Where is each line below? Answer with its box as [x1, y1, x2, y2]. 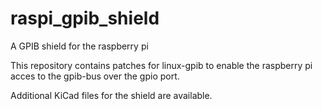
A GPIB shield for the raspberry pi [10, 40, 149, 52]
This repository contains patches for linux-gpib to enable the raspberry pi [10, 59, 313, 71]
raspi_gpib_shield [10, 7, 160, 30]
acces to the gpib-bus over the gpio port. [10, 70, 180, 82]
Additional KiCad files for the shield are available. [10, 89, 213, 101]
